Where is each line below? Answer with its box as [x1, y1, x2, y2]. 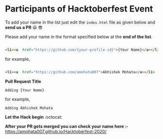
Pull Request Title [5, 78, 41, 84]
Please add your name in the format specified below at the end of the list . [5, 34, 153, 40]
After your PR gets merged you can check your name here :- [5, 123, 129, 129]
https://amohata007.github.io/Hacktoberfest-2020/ [5, 128, 107, 134]
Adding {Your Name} [5, 88, 45, 93]
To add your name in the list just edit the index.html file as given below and [5, 19, 155, 25]
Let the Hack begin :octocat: [5, 114, 63, 120]
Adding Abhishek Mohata [5, 105, 53, 111]
